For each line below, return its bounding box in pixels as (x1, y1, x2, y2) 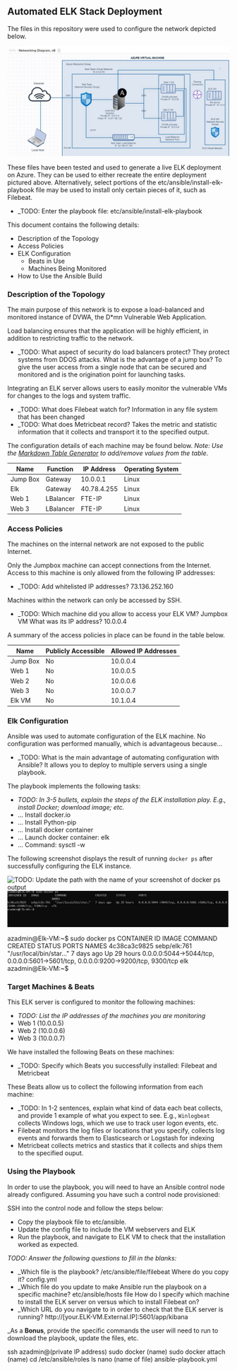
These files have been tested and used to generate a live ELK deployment (7, 163, 221, 172)
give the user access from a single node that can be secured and (17, 363, 207, 372)
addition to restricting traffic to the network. (7, 334, 135, 343)
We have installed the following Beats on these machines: (7, 1048, 175, 1056)
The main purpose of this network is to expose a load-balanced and (7, 305, 205, 314)
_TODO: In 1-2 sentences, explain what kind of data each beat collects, (17, 1104, 223, 1112)
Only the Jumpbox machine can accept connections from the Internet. (7, 561, 212, 569)
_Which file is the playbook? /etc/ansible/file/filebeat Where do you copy (17, 1268, 229, 1276)
